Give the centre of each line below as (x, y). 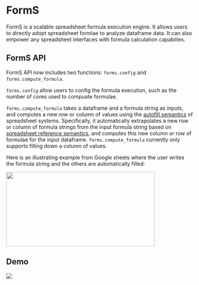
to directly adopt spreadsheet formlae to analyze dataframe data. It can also (99, 33)
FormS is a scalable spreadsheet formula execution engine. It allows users (97, 27)
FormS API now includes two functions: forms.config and (76, 72)
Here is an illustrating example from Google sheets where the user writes (95, 157)
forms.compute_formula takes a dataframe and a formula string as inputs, (95, 108)
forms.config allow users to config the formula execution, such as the (91, 90)
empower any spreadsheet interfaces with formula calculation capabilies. (96, 39)
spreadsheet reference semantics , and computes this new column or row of (99, 133)
